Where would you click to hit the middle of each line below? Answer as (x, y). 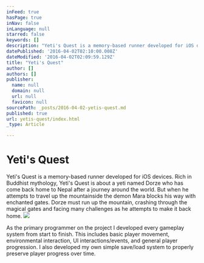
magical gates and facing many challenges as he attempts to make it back (99, 209)
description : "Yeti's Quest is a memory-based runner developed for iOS (100, 46)
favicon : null (29, 102)
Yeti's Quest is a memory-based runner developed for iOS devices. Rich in (99, 177)
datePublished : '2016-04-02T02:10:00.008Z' (62, 52)
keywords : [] (23, 40)
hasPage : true (24, 18)
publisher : (20, 79)
